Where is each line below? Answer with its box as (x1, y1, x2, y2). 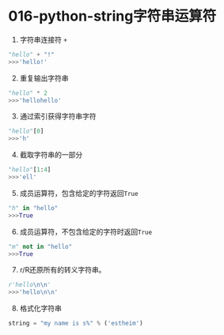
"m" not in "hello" (8, 243, 73, 250)
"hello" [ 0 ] (8, 127, 44, 135)
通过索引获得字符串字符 (19, 111, 97, 121)
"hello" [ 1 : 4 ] (8, 166, 51, 174)
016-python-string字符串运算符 (8, 7, 217, 25)
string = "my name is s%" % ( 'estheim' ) (8, 319, 144, 328)
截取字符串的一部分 (19, 150, 83, 160)
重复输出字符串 (19, 73, 69, 83)
